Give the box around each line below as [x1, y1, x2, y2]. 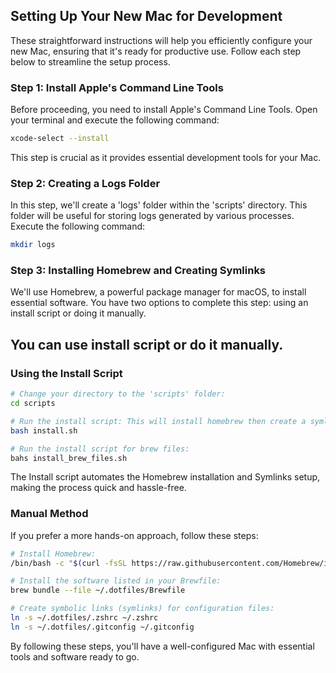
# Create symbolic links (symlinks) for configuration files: [10, 604, 275, 614]
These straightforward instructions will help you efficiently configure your [10, 34, 313, 46]
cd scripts [10, 399, 56, 409]
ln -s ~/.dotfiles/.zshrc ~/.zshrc [10, 613, 159, 623]
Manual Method [10, 507, 89, 521]
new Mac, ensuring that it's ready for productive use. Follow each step [10, 45, 302, 57]
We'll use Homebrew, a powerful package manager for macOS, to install [10, 286, 307, 298]
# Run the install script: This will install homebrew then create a [10, 416, 307, 426]
